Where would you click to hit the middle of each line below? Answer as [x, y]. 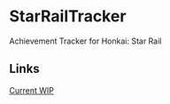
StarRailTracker [68, 16]
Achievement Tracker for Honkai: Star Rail [85, 41]
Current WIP [32, 90]
